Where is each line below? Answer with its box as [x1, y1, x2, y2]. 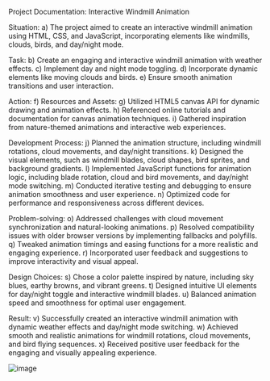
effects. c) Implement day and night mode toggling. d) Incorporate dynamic [8, 64, 258, 73]
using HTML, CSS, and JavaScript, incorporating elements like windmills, [8, 31, 251, 40]
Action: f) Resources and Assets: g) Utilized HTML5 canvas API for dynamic [8, 97, 260, 106]
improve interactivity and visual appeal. [8, 257, 139, 266]
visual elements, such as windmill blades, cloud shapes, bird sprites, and [8, 155, 250, 165]
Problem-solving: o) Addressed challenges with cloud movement [8, 214, 224, 223]
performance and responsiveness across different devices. [8, 198, 205, 207]
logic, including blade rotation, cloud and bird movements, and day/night [8, 173, 249, 182]
